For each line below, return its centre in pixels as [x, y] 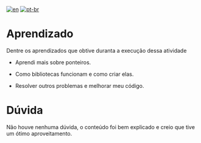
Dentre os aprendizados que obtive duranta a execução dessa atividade [97, 50]
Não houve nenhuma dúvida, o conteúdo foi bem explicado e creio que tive [100, 127]
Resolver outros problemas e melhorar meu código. [79, 85]
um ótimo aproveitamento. [39, 133]
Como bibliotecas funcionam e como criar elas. [74, 74]
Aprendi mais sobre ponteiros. [53, 62]
